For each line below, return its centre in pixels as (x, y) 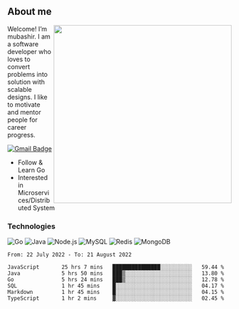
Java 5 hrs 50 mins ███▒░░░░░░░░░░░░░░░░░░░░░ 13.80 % (116, 273)
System (44, 208)
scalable (20, 89)
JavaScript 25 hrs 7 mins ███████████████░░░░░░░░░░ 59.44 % (116, 267)
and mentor (24, 112)
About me (30, 12)
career (17, 127)
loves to (19, 59)
